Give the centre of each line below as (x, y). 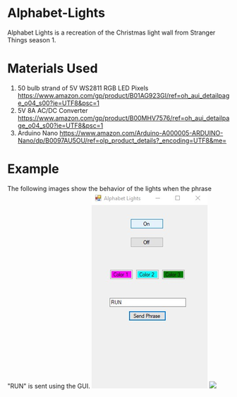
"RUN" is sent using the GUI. (49, 386)
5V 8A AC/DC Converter (53, 110)
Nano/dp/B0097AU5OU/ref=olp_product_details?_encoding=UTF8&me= (122, 140)
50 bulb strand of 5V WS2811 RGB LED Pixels (83, 88)
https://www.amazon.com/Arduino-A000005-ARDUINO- (141, 133)
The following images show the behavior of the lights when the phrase (109, 188)
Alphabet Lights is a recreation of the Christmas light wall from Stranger (111, 32)
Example (33, 169)
